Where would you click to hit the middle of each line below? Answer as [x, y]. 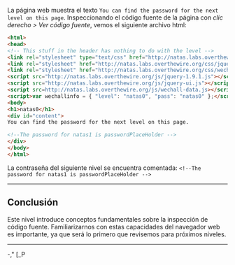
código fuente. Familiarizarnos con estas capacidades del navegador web [114, 227]
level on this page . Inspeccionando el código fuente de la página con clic [115, 17]
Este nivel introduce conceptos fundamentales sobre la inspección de [108, 219]
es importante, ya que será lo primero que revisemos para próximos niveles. [117, 234]
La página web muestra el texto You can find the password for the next [113, 10]
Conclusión [33, 202]
